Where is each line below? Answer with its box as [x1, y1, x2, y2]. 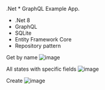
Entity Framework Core [14, 36, 72, 43]
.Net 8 [14, 17, 30, 23]
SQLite [14, 29, 32, 37]
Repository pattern [14, 42, 61, 49]
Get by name [6, 54, 38, 61]
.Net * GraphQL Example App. [6, 5, 80, 12]
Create [6, 77, 23, 84]
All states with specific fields [6, 65, 76, 73]
